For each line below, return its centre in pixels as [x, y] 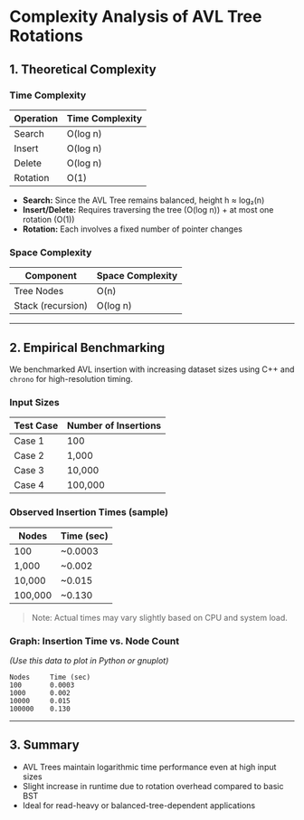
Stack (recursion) [51, 306]
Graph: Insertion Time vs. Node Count [94, 641]
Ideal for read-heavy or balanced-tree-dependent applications [139, 805]
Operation [36, 118]
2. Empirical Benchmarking [87, 347]
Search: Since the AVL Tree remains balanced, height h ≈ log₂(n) [143, 200]
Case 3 [29, 471]
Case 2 [29, 456]
